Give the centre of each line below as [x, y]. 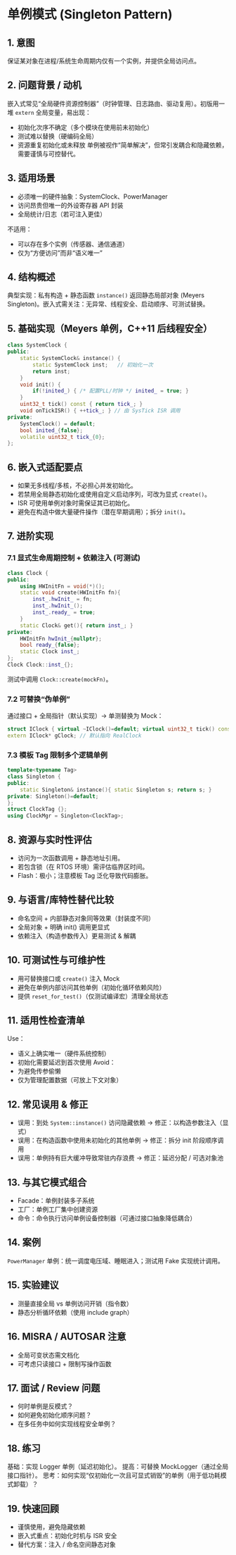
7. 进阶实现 [31, 536]
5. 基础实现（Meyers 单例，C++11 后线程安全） [110, 328]
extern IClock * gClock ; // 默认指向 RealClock [74, 736]
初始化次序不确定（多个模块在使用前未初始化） [85, 127]
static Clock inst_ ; [50, 652]
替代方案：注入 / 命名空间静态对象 [66, 1544]
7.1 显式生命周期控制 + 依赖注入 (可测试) [74, 558]
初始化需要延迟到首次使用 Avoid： [66, 1063]
